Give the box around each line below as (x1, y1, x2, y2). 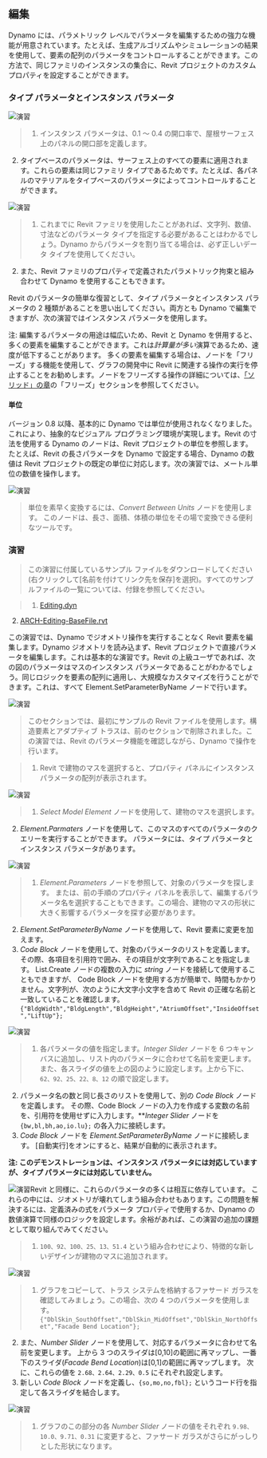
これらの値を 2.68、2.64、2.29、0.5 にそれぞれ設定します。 (33, 1367, 227, 1377)
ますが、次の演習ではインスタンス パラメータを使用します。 (14, 314, 212, 323)
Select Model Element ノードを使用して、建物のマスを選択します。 (39, 807, 259, 816)
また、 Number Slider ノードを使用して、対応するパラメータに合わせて (19, 1337, 250, 1347)
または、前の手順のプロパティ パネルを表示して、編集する (55, 887, 245, 897)
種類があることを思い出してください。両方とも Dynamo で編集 (44, 303, 250, 313)
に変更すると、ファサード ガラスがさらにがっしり (96, 1431, 259, 1440)
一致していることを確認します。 (19, 994, 124, 1004)
